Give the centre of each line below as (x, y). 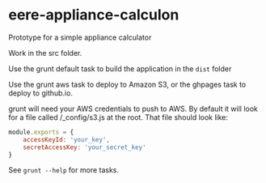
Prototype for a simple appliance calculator (80, 37)
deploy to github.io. (40, 93)
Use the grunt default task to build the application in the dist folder (120, 68)
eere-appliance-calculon (94, 15)
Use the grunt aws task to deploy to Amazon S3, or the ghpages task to (127, 84)
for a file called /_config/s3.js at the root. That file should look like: (118, 117)
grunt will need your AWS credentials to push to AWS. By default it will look (133, 109)
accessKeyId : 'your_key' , (67, 139)
